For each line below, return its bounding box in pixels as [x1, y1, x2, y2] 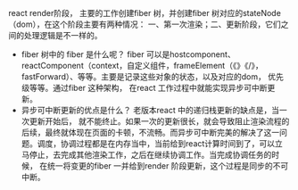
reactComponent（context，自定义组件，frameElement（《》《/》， [21, 61, 264, 70]
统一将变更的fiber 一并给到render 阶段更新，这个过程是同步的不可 [46, 161, 289, 171]
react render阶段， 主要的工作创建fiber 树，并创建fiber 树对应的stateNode [8, 8, 282, 18]
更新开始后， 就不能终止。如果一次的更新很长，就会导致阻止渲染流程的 [29, 116, 290, 127]
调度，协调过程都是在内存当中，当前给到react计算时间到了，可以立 [37, 138, 283, 149]
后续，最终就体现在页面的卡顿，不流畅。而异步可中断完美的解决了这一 [21, 128, 280, 137]
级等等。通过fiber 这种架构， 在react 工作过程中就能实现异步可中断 [21, 83, 268, 93]
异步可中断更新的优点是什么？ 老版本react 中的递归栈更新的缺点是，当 [21, 105, 280, 115]
